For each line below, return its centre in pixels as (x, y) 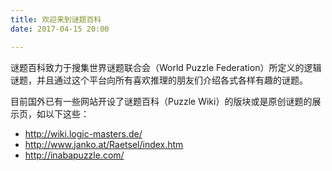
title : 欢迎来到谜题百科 (56, 19)
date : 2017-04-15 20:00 (60, 29)
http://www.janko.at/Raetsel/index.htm (104, 144)
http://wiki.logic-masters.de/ (83, 133)
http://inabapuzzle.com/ (74, 155)
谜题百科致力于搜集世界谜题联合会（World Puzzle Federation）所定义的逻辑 (166, 67)
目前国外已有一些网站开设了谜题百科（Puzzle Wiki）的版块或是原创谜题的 (161, 101)
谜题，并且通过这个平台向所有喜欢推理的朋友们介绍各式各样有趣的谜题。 (159, 80)
